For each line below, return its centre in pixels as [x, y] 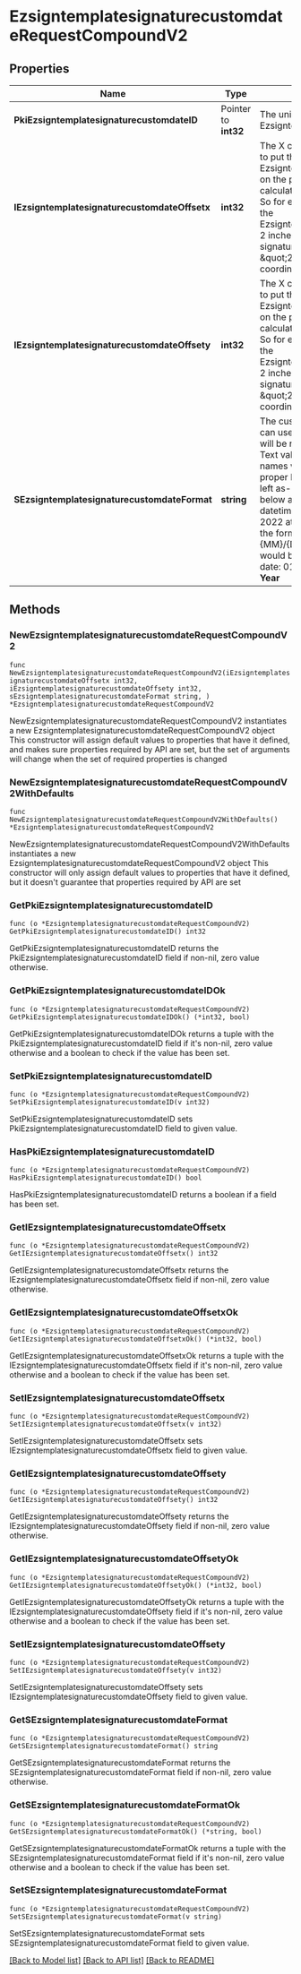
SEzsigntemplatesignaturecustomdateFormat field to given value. [129, 1943]
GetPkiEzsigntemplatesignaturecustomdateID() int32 [107, 932]
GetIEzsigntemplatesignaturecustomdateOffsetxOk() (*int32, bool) [136, 1339]
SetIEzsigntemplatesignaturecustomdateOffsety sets [106, 1686]
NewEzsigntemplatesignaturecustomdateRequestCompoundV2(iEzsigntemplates [150, 673]
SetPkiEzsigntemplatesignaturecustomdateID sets [101, 1119]
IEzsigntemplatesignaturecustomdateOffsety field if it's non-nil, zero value [146, 1611]
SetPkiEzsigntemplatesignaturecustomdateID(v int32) [110, 1102]
